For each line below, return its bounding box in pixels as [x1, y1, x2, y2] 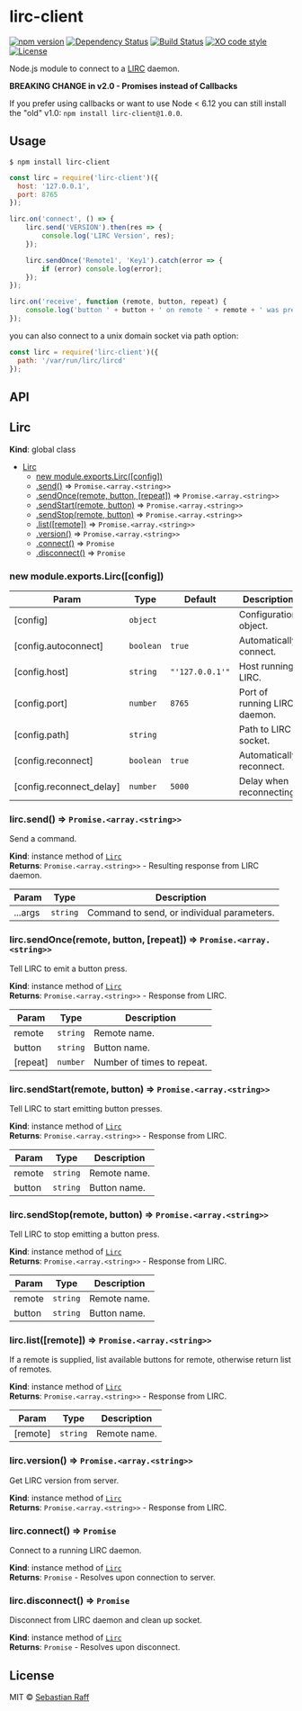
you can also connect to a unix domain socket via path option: [9, 330, 239, 341]
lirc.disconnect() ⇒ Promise [9, 1595, 130, 1607]
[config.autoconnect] [13, 640, 104, 652]
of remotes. [9, 1364, 52, 1374]
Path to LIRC [238, 723, 292, 735]
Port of [238, 686, 268, 698]
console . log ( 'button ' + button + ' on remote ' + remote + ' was [25, 306, 280, 315]
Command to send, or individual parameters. [86, 906, 275, 919]
